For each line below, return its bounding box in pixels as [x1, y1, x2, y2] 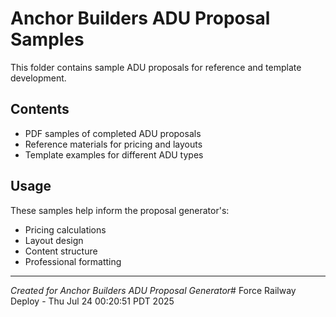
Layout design [24, 234, 84, 246]
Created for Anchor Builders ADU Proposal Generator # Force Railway [10, 284, 297, 296]
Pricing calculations [24, 223, 107, 236]
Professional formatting [24, 255, 122, 267]
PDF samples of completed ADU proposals [24, 127, 202, 139]
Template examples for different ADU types [24, 148, 204, 161]
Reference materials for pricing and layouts [24, 138, 203, 150]
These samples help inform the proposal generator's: [10, 204, 230, 216]
